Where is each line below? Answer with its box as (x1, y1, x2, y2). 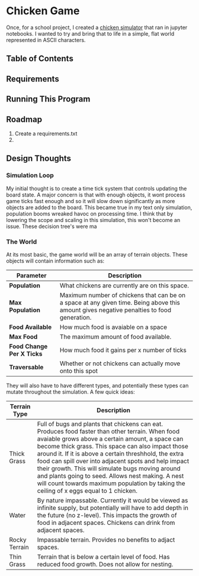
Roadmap (6, 114, 43, 124)
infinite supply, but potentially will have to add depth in (37, 504, 188, 512)
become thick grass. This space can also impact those (37, 442, 188, 450)
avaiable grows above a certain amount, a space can (37, 435, 184, 443)
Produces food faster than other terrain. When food (37, 427, 179, 435)
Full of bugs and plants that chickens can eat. (37, 420, 163, 428)
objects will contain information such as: (6, 257, 105, 264)
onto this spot (59, 366, 98, 375)
